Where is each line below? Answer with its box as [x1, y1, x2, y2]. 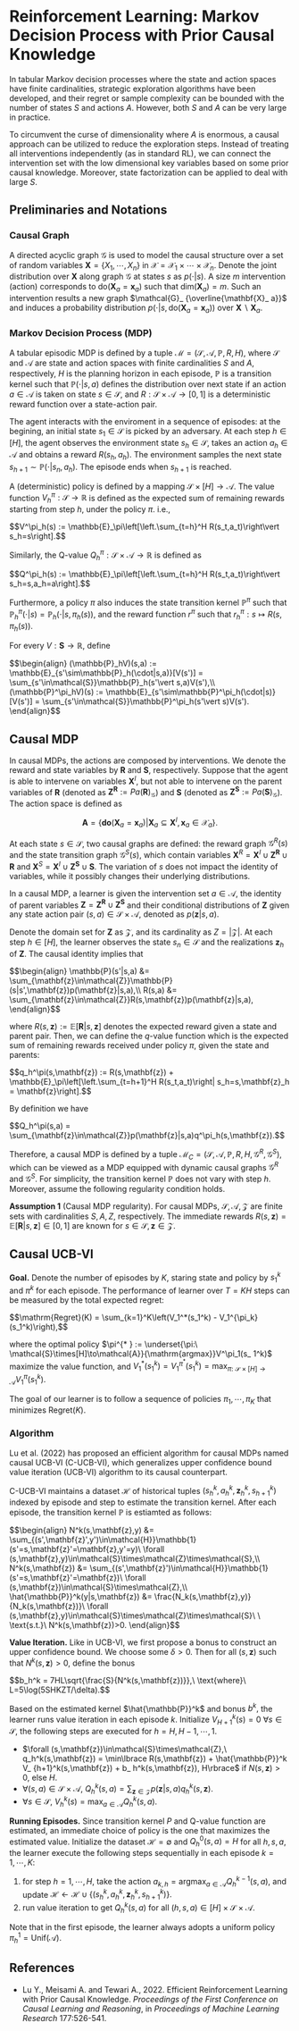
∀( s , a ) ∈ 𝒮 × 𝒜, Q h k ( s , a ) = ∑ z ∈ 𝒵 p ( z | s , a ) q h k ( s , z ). [21, 1781, 214, 1796]
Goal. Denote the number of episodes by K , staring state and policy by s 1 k [9, 1271, 281, 1285]
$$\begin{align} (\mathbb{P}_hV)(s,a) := [9, 659, 158, 669]
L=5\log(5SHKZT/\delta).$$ [9, 1684, 111, 1695]
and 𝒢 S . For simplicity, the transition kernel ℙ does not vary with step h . [9, 1172, 271, 1184]
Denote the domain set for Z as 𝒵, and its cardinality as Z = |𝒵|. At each [9, 927, 273, 937]
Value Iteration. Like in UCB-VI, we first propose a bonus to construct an [9, 1637, 277, 1648]
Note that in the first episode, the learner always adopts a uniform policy [9, 1921, 275, 1932]
